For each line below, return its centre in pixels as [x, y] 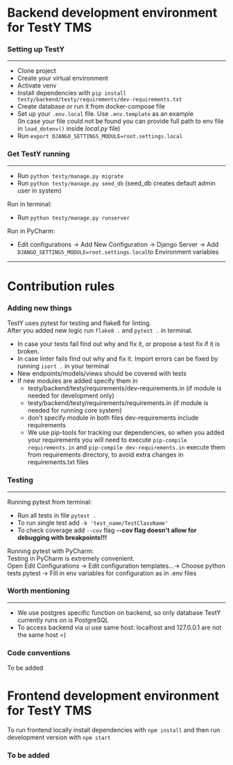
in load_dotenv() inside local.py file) [69, 129]
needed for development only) [71, 396]
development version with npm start [59, 737]
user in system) [40, 190]
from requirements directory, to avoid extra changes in [105, 455]
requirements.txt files [58, 462]
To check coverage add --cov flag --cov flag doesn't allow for [107, 530]
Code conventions [39, 652]
